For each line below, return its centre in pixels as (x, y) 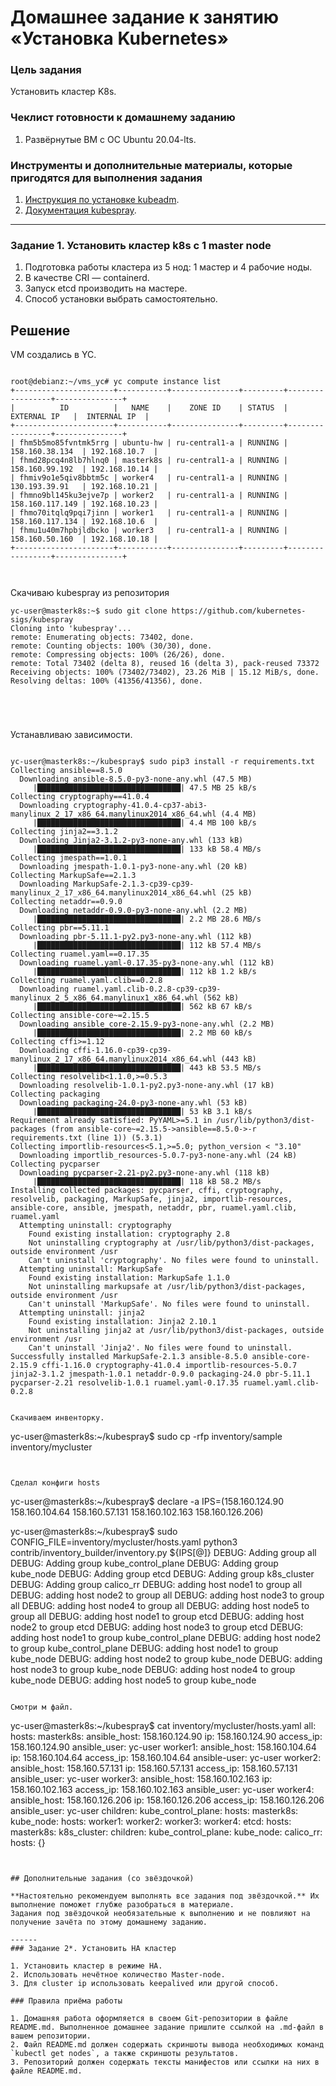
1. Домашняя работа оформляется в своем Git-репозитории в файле (149, 2019)
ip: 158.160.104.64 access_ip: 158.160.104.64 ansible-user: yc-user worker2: (166, 1758)
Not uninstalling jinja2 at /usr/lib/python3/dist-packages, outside (176, 1331)
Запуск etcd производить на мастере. (106, 288)
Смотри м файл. (42, 1707)
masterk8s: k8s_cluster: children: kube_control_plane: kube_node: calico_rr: (166, 1832)
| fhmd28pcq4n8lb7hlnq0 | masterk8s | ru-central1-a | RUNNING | (149, 461)
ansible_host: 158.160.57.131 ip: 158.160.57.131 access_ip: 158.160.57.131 (154, 1768)
